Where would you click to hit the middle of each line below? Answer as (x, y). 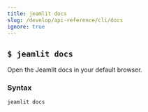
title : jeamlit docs (37, 14)
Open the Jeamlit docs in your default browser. (75, 70)
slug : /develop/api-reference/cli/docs (65, 20)
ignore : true (26, 26)
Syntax (20, 88)
